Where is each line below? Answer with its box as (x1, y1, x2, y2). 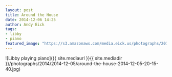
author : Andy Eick (5, 22, 45, 27)
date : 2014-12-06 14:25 (5, 17, 56, 22)
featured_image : (5, 41, 40, 46)
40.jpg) (5, 66, 21, 72)
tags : (5, 27, 17, 32)
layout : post (5, 7, 33, 13)
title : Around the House (5, 12, 58, 17)
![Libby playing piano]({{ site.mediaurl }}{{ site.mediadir (5, 55, 122, 61)
